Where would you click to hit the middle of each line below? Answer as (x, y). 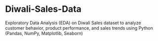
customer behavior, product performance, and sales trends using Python (79, 28)
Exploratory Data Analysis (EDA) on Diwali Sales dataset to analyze (73, 23)
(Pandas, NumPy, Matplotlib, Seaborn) (44, 33)
